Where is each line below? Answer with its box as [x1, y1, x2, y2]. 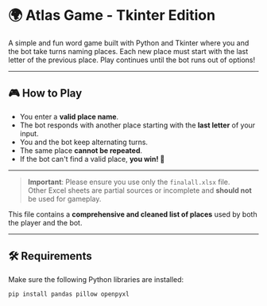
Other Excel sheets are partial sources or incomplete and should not [27, 185, 252, 195]
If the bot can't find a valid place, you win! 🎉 [19, 154, 165, 163]
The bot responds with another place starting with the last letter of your [19, 120, 256, 130]
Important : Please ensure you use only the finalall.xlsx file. [27, 177, 230, 186]
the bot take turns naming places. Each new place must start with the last [8, 46, 249, 56]
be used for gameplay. [27, 194, 102, 203]
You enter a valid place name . [19, 112, 119, 121]
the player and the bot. [8, 218, 83, 227]
